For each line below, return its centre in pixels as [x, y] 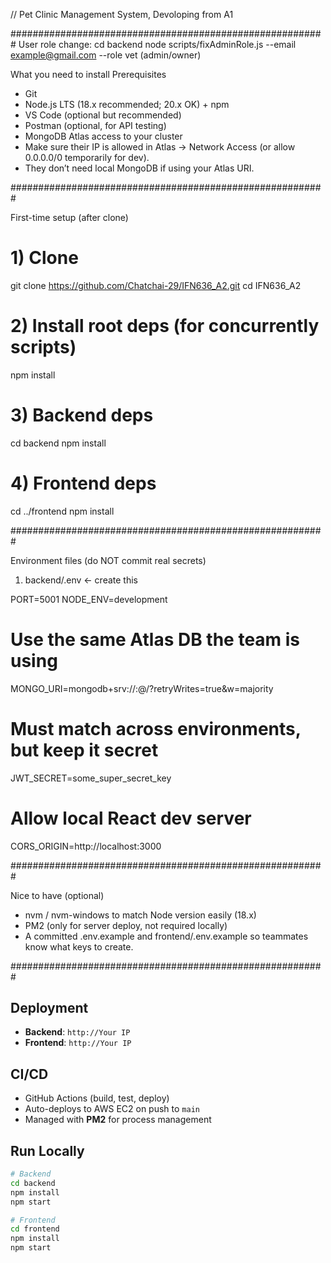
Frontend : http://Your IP [78, 1043]
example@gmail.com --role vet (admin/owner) [106, 55]
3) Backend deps [82, 415]
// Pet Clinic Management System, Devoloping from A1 [122, 14]
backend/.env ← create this [81, 580]
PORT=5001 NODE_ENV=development [89, 599]
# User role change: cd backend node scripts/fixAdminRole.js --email [153, 44]
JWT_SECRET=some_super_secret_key [91, 778]
